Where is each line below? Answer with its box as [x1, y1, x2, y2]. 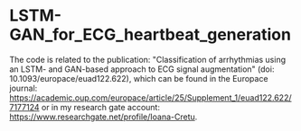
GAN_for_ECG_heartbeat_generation [9, 24, 292, 45]
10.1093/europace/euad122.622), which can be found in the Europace [9, 73, 268, 83]
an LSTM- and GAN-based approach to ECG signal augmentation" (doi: [9, 64, 275, 74]
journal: [9, 83, 38, 93]
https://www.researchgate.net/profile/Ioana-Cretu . [9, 111, 198, 122]
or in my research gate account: [41, 101, 161, 112]
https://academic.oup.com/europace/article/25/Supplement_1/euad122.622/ [9, 92, 292, 103]
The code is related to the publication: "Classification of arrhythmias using [9, 54, 287, 65]
